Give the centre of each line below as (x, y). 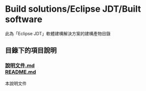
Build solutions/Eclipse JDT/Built (73, 9)
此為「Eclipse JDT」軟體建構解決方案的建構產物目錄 (58, 33)
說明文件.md (20, 66)
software (24, 19)
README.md (21, 72)
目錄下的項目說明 (31, 51)
